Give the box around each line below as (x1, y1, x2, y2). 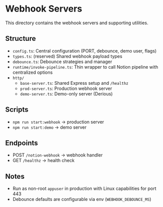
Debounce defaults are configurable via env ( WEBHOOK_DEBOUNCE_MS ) (12, 196, 151, 202)
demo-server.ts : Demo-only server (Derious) (20, 90, 113, 96)
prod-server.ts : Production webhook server (20, 85, 113, 91)
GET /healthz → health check (12, 158, 75, 164)
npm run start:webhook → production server (12, 119, 104, 125)
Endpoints (5, 138, 38, 147)
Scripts (5, 106, 29, 114)
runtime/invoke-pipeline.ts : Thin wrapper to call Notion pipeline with (12, 64, 158, 70)
